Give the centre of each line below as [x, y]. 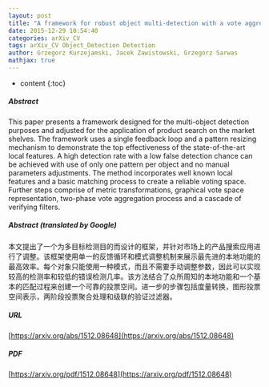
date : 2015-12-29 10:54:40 [53, 30]
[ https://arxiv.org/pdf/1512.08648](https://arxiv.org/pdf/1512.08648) [120, 374]
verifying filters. [34, 207]
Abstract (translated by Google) [63, 225]
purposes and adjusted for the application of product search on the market [132, 130]
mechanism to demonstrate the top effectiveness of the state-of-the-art [127, 147]
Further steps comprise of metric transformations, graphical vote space [126, 190]
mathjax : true [32, 61]
